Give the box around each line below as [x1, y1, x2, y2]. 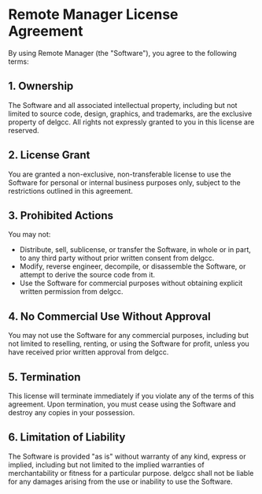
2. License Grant [8, 148, 90, 162]
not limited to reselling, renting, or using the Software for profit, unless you [8, 339, 249, 348]
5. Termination [8, 370, 81, 384]
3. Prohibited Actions [8, 209, 114, 222]
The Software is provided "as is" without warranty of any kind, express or [8, 451, 246, 461]
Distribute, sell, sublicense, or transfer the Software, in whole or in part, [19, 245, 252, 254]
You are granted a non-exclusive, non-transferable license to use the [8, 169, 231, 179]
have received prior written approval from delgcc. [8, 347, 169, 357]
